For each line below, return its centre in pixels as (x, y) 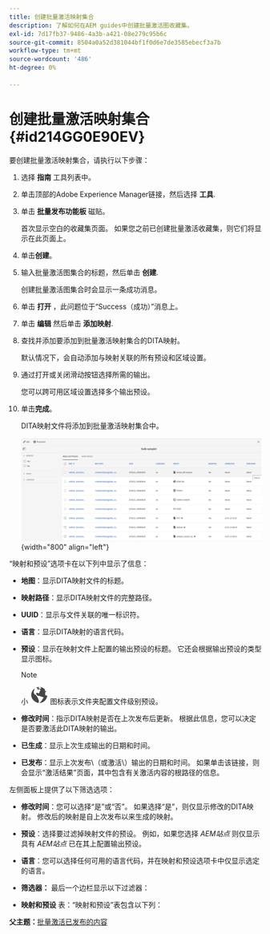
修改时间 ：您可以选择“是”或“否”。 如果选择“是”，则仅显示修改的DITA (134, 807)
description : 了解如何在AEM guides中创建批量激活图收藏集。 (101, 25)
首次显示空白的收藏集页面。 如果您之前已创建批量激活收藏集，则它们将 (137, 228)
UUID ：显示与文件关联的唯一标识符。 (82, 614)
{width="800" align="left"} (65, 547)
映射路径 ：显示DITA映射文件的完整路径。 (89, 597)
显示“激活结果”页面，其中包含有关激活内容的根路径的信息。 (126, 772)
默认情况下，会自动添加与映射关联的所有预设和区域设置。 (115, 358)
